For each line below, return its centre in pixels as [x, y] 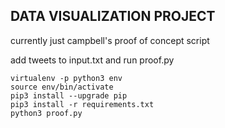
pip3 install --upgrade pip [69, 95]
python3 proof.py [46, 113]
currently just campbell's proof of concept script [110, 40]
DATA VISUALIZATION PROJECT [113, 16]
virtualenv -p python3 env [66, 78]
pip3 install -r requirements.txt [82, 104]
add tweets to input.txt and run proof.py [92, 60]
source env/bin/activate [62, 87]
